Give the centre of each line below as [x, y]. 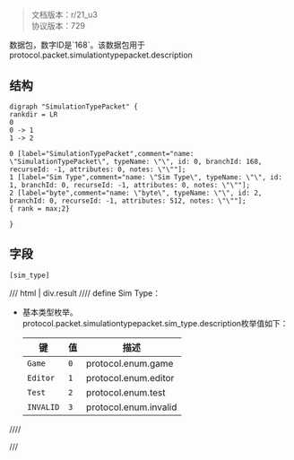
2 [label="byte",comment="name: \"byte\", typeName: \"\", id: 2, [136, 193]
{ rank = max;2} [39, 209]
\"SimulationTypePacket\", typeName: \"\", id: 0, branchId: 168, [136, 161]
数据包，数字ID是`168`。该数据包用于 [77, 45]
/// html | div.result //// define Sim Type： [85, 293]
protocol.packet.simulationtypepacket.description [101, 55]
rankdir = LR [34, 115]
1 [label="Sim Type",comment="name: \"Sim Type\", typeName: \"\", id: [146, 178]
